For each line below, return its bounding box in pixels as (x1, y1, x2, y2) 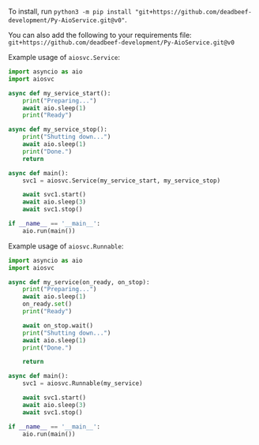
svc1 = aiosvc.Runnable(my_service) (22, 380, 144, 387)
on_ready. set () (22, 300, 73, 309)
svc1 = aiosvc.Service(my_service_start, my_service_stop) (22, 177, 221, 185)
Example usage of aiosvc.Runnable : (8, 241, 124, 251)
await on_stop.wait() (22, 321, 93, 330)
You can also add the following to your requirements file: (8, 31, 192, 39)
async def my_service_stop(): (8, 125, 108, 133)
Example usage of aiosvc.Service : (8, 53, 121, 62)
